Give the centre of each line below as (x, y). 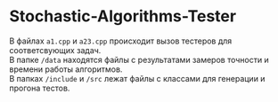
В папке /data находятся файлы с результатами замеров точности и (139, 59)
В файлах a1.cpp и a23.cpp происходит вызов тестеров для (121, 41)
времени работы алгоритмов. (66, 69)
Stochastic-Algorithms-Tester (123, 16)
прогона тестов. (40, 88)
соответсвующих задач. (55, 50)
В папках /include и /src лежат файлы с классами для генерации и (137, 78)
